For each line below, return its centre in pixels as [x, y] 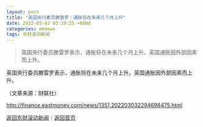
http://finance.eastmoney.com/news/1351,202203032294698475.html [95, 105]
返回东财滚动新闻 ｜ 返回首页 [41, 118]
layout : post [23, 12]
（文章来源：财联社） [33, 93]
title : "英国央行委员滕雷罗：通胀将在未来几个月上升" [66, 18]
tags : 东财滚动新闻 [28, 34]
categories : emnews [31, 29]
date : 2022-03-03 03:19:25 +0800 [49, 23]
